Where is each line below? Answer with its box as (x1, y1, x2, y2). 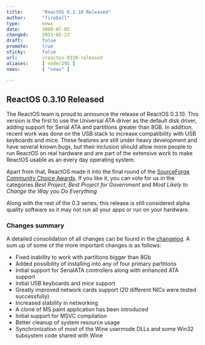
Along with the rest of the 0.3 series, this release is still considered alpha (6, 200, 190, 207)
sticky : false (6, 49, 56, 55)
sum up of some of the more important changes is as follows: (6, 242, 161, 249)
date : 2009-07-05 (6, 26, 70, 33)
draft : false (6, 37, 56, 44)
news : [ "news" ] (6, 66, 70, 72)
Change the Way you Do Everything (6, 188, 97, 195)
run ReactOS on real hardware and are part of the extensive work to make (6, 150, 193, 157)
